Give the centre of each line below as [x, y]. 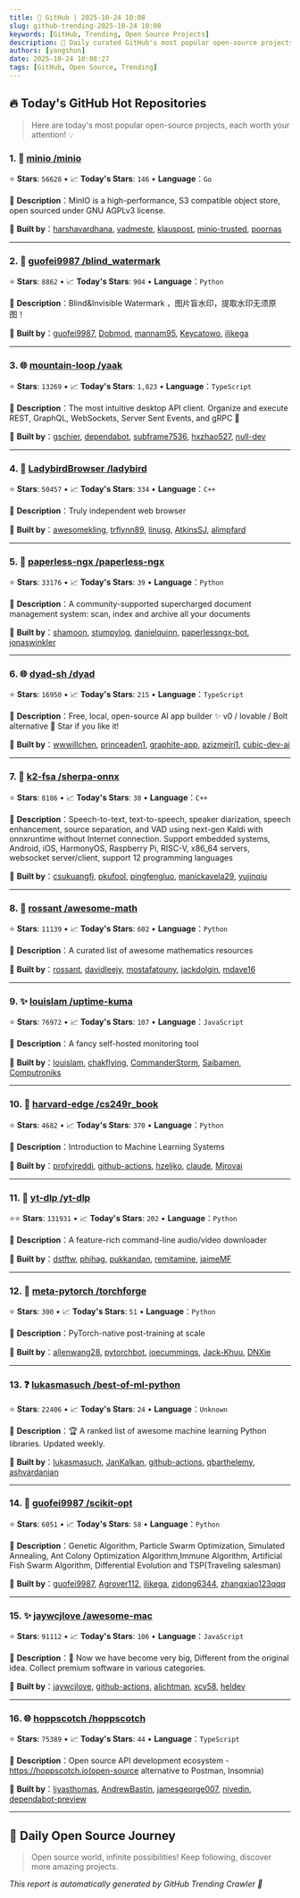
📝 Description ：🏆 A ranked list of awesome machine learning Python [138, 1430]
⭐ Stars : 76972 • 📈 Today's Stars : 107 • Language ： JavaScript [126, 1022]
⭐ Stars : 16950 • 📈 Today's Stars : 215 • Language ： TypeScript [126, 695]
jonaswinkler [33, 643]
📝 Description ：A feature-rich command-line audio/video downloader [138, 1240]
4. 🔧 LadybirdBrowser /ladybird [78, 468]
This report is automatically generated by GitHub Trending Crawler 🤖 [136, 1884]
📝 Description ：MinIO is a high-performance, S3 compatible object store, [145, 200]
